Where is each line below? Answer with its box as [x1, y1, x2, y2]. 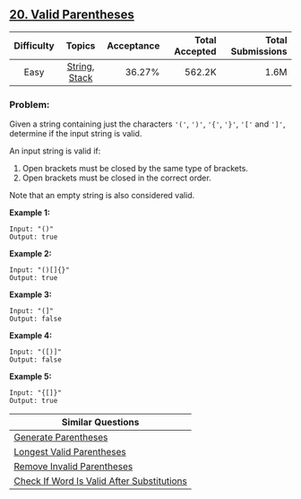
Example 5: [9, 372, 52, 382]
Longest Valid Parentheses [13, 446, 127, 459]
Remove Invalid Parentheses [13, 460, 133, 473]
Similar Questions [61, 416, 140, 429]
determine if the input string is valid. [9, 128, 142, 139]
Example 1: [9, 207, 51, 218]
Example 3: [9, 289, 52, 300]
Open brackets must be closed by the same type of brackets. [21, 163, 249, 174]
